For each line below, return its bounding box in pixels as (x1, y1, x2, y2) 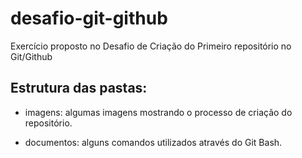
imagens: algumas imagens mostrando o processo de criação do (24, 106, 293, 118)
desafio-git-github (10, 7, 168, 30)
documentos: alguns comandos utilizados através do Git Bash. (24, 136, 283, 148)
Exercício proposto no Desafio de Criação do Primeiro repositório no (10, 40, 292, 52)
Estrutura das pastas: (10, 80, 148, 97)
